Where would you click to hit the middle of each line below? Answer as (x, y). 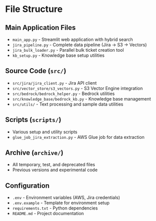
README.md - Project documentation (48, 214)
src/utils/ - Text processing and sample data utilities (68, 104)
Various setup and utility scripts (45, 132)
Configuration (27, 185)
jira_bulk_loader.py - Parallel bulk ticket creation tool (68, 50)
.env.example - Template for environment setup (61, 203)
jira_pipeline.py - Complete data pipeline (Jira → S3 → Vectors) (79, 45)
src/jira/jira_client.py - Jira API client (55, 83)
